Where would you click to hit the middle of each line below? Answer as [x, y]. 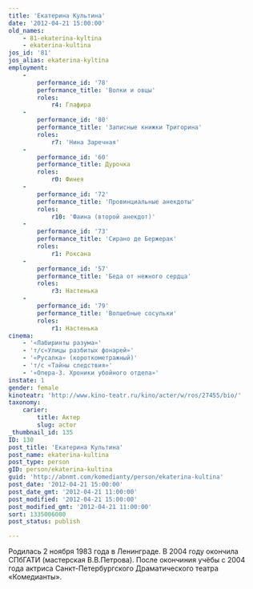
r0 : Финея [67, 180]
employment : [28, 68]
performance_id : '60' [73, 157]
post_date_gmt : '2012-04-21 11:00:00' [73, 492]
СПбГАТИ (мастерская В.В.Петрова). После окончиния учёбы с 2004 [127, 560]
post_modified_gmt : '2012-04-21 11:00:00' [80, 507]
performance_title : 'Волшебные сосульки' [107, 313]
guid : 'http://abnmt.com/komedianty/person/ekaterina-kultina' [116, 477]
